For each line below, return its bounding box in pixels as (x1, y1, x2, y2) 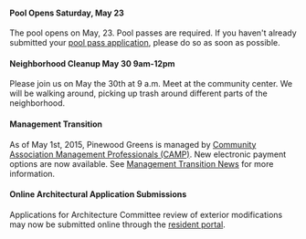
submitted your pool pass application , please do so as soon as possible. (9, 37, 280, 48)
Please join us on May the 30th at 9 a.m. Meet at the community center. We (9, 78, 293, 89)
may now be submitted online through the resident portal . (9, 219, 226, 230)
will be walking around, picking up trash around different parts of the (9, 88, 268, 99)
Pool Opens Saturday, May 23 (9, 7, 125, 18)
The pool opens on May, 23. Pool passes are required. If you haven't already (9, 27, 297, 38)
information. (9, 168, 56, 179)
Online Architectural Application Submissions (9, 189, 187, 200)
